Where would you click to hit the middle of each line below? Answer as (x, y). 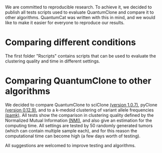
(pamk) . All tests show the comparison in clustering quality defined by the (80, 115)
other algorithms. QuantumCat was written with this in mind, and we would (80, 17)
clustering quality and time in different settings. (53, 61)
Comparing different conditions (70, 42)
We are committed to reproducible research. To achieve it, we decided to (79, 7)
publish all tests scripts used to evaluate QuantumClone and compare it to (80, 12)
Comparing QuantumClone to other (78, 81)
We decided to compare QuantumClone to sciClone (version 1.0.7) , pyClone (81, 105)
